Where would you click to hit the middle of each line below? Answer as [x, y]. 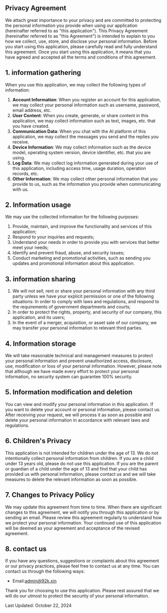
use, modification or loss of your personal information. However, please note [83, 366]
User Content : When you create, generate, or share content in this [80, 115]
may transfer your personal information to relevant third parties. [77, 328]
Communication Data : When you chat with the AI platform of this [79, 131]
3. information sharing [41, 279]
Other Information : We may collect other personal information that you [85, 179]
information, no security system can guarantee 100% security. [69, 377]
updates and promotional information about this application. [74, 263]
